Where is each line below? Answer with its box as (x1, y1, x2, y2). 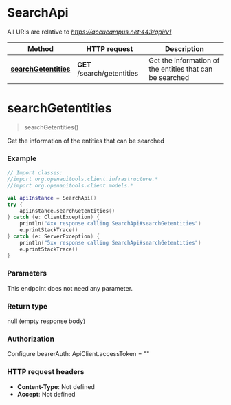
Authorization (7, 334, 55, 344)
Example (7, 154, 37, 163)
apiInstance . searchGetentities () (19, 207, 115, 214)
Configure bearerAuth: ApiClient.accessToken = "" (7, 350, 150, 358)
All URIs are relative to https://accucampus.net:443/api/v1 (7, 28, 172, 36)
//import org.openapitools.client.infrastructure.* (7, 176, 158, 183)
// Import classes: (7, 169, 63, 176)
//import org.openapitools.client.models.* (7, 182, 134, 189)
